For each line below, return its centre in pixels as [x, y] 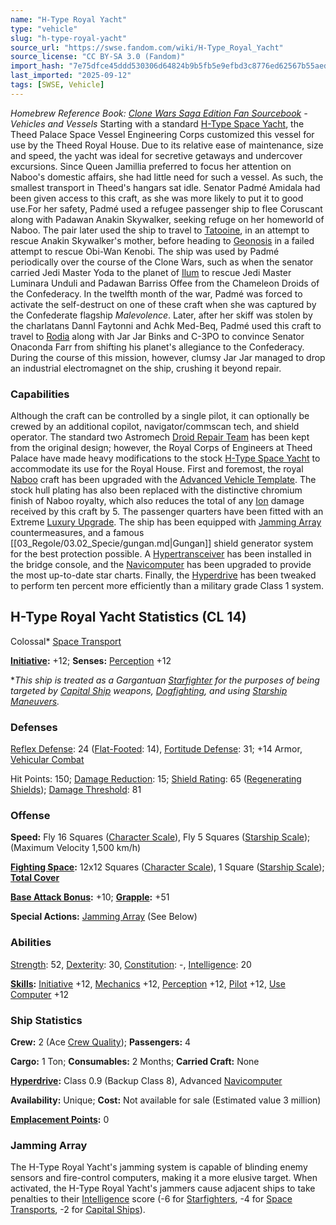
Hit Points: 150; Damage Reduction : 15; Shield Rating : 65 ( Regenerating [156, 779]
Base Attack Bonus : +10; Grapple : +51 [90, 897]
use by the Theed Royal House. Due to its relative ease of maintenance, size [167, 145]
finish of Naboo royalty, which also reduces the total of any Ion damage [157, 501]
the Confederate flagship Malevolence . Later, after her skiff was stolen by [161, 315]
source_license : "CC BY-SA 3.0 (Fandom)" [98, 57]
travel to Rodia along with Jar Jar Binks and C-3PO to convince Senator [157, 336]
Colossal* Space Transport [66, 641]
